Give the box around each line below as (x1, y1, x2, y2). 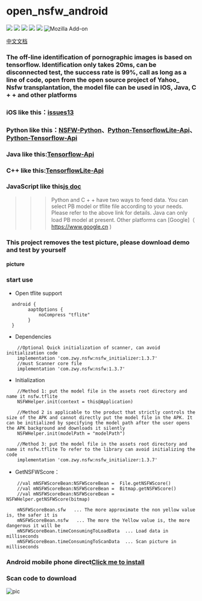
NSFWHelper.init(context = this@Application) (17, 398, 134, 404)
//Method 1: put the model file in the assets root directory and (17, 388, 188, 394)
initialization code (6, 349, 58, 356)
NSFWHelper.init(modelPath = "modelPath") (17, 430, 125, 437)
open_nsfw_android (6, 4, 109, 18)
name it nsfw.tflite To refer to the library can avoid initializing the (6, 446, 196, 452)
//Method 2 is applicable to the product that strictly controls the (17, 409, 196, 415)
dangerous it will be (6, 522, 61, 528)
